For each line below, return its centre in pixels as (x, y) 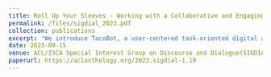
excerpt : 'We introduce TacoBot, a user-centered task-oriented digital (133, 38)
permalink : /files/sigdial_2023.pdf (70, 23)
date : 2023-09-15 (38, 46)
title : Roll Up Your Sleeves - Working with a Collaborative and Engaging (137, 16)
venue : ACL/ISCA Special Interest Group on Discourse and (108, 53)
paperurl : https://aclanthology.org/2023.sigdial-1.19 (102, 61)
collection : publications (52, 30)
